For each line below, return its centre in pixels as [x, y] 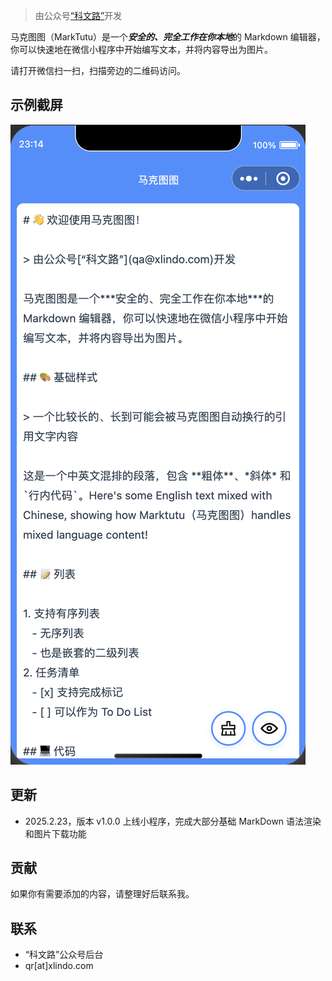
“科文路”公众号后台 [64, 955]
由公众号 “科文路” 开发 [78, 15]
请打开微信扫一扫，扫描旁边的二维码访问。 [98, 70]
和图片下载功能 [55, 833]
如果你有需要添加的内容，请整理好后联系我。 [102, 894]
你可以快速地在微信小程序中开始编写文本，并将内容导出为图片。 [141, 49]
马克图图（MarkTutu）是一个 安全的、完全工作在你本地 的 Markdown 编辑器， [168, 37]
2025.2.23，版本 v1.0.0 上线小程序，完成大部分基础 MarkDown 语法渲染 [173, 821]
